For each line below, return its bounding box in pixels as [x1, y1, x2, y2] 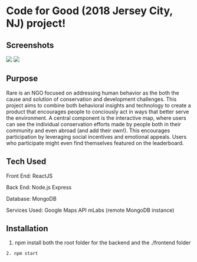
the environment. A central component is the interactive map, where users [6, 114, 187, 122]
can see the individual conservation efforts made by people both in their [6, 120, 182, 127]
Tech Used [6, 156, 47, 166]
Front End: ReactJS [6, 172, 53, 179]
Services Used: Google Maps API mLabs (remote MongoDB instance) [6, 207, 175, 214]
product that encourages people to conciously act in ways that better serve [6, 108, 189, 115]
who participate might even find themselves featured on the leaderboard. [6, 139, 184, 146]
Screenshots [6, 40, 54, 50]
